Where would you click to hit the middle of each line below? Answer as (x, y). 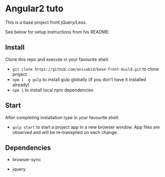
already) (21, 85)
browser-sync (27, 160)
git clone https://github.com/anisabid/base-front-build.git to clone (85, 69)
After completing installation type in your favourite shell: (62, 117)
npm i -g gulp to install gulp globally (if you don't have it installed (79, 79)
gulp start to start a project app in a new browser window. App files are (86, 127)
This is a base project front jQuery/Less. (46, 22)
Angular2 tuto (34, 9)
